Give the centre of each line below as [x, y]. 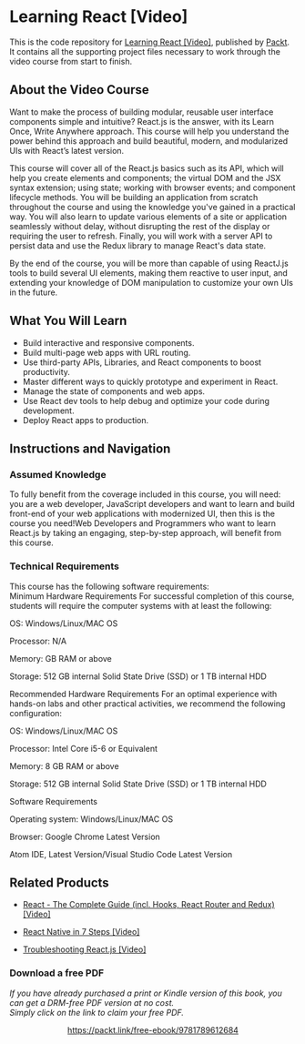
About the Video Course [80, 90]
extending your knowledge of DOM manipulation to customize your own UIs [152, 282]
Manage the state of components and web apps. [114, 391]
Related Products [59, 882]
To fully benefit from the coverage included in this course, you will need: [145, 494]
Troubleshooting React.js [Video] [84, 949]
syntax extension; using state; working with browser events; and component [152, 188]
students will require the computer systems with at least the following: [141, 605]
